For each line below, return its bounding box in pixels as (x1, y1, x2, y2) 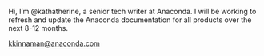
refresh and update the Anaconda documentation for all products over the (8, 15, 252, 24)
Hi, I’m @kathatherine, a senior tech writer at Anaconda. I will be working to (8, 7, 257, 16)
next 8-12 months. (8, 24, 69, 32)
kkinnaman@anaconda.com (8, 39, 100, 48)
